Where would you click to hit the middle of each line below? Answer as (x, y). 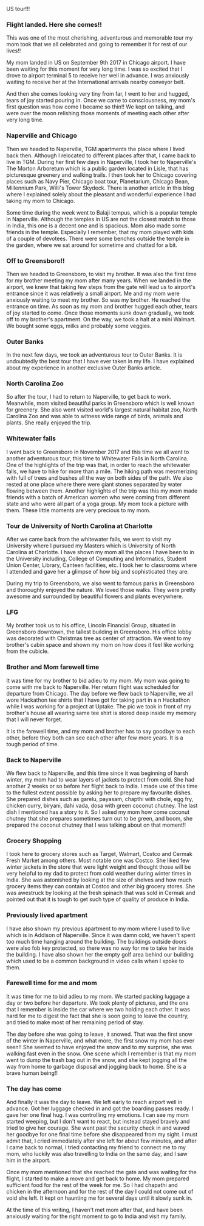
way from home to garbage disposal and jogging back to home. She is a (96, 1066)
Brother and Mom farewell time (53, 667)
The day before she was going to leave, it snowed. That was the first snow (99, 1034)
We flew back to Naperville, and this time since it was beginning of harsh (97, 773)
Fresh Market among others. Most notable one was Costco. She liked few (98, 861)
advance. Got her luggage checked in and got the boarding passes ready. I (100, 1108)
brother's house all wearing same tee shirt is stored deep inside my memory (101, 713)
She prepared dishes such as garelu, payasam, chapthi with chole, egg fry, (100, 799)
